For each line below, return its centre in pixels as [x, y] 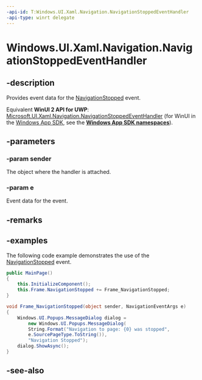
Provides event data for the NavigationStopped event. [74, 97]
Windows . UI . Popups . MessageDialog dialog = [72, 318]
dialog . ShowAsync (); [43, 346]
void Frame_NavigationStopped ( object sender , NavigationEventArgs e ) [96, 307]
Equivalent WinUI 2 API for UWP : [48, 109]
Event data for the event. [37, 201]
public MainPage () [30, 273]
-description [30, 83]
